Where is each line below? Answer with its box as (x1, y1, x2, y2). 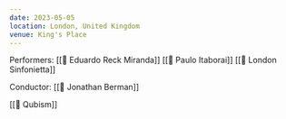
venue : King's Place (9, 30, 88, 39)
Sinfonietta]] (9, 64, 56, 75)
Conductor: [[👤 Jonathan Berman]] (9, 82, 140, 93)
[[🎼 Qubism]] (9, 99, 58, 110)
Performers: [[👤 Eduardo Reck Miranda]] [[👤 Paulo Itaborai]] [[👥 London (9, 55, 277, 66)
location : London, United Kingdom (9, 22, 141, 31)
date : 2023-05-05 (9, 13, 75, 23)
